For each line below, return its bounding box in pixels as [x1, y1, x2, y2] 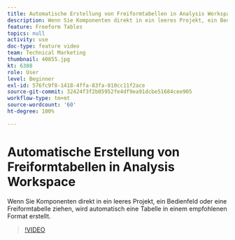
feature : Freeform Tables [7, 23, 83, 30]
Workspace [7, 174, 76, 190]
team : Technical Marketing [7, 50, 86, 57]
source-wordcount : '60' [7, 101, 77, 108]
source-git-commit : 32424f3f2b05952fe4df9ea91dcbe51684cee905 [7, 88, 192, 95]
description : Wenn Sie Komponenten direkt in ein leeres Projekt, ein [7, 17, 218, 24]
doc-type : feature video [7, 43, 80, 50]
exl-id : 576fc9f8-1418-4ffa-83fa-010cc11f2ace [7, 82, 145, 89]
